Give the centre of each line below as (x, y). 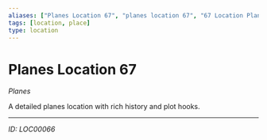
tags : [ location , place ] (49, 23)
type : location (33, 30)
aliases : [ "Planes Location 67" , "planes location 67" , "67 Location (126, 15)
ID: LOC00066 (32, 129)
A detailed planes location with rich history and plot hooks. (104, 107)
